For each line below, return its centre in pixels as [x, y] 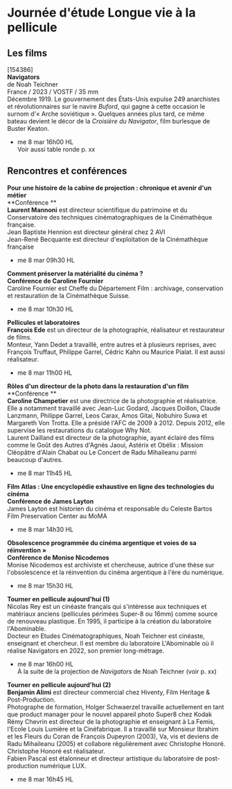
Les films [27, 53]
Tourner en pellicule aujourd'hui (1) [59, 599]
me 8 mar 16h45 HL [45, 779]
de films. [20, 337]
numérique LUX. [63, 765]
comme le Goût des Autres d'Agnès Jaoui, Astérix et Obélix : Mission [105, 445]
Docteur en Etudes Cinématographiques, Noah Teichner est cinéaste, [106, 636]
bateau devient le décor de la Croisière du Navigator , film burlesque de [109, 121]
